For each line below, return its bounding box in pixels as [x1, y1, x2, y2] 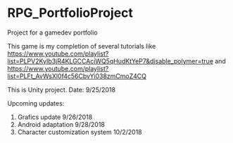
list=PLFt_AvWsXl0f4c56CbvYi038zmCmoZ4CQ [7, 72, 146, 80]
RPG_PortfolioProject [7, 5, 134, 21]
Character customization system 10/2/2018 [17, 128, 142, 136]
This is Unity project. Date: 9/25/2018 [7, 85, 116, 94]
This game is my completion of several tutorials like [7, 42, 156, 50]
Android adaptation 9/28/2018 [17, 120, 106, 128]
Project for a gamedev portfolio [7, 28, 98, 37]
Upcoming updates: [7, 99, 65, 107]
